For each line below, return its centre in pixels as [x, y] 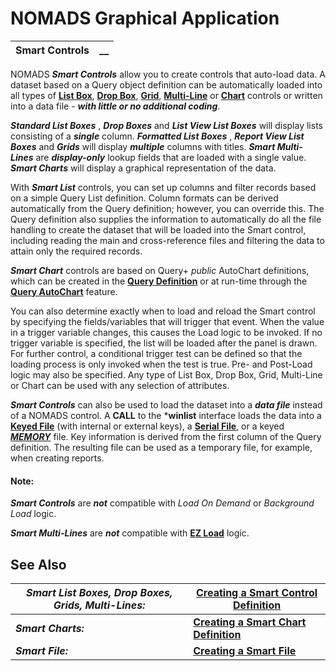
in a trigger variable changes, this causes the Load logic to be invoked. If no [166, 332]
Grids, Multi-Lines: [99, 605]
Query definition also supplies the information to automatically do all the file [166, 219]
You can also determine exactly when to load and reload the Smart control [163, 311]
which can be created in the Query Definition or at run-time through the [159, 281]
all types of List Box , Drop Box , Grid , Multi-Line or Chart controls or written [166, 95]
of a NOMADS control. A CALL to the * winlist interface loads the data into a [166, 415]
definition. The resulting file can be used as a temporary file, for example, [161, 447]
